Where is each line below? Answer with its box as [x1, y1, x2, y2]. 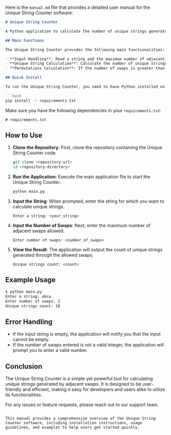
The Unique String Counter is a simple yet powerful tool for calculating [5, 375, 153, 382]
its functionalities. [5, 392, 42, 398]
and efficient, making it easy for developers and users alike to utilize [22, 387, 165, 392]
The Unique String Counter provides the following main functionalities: [5, 47, 165, 52]
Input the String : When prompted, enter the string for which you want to [12, 198, 164, 204]
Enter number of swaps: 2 [5, 298, 60, 304]
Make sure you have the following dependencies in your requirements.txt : [5, 107, 162, 114]
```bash [5, 93, 22, 98]
